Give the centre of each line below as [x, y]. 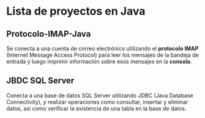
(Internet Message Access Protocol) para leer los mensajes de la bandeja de [102, 55]
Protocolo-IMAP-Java [49, 34]
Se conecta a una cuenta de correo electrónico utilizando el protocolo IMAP [102, 48]
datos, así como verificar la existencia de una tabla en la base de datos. [96, 108]
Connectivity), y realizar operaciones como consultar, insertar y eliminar [97, 101]
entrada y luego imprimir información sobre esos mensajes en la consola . [99, 61]
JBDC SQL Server [40, 81]
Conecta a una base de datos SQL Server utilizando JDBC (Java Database [100, 95]
